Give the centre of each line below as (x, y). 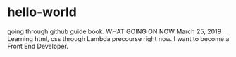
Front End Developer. (38, 46)
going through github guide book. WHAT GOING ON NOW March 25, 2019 (114, 31)
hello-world (42, 12)
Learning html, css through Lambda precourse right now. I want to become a (118, 38)
